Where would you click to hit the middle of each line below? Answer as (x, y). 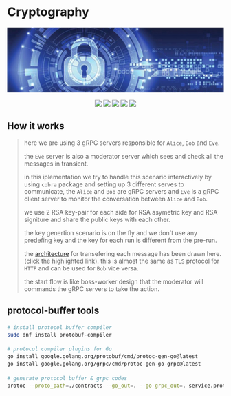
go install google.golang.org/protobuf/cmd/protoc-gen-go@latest (102, 357)
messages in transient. (56, 164)
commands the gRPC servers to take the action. (92, 289)
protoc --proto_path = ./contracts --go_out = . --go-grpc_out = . (97, 386)
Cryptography (48, 12)
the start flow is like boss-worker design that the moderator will (114, 281)
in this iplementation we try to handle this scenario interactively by (118, 177)
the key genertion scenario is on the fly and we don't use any (111, 232)
